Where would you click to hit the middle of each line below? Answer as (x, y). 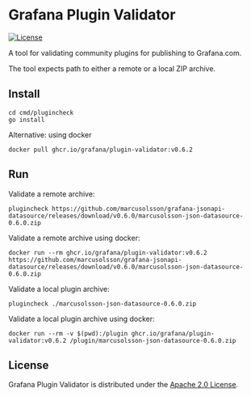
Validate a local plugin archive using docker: (82, 319)
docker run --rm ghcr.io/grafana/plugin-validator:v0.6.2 (108, 252)
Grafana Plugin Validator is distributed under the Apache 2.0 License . (123, 385)
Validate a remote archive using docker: (74, 238)
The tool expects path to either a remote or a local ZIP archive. (112, 68)
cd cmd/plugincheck (41, 112)
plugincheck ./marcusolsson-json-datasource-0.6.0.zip (102, 304)
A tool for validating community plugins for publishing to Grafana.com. (125, 53)
